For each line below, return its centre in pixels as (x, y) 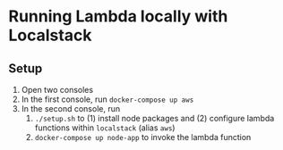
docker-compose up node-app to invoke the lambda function (143, 137)
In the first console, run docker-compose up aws (107, 99)
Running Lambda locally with (118, 17)
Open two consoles (57, 90)
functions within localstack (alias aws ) (105, 128)
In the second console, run (71, 108)
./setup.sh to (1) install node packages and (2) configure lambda (154, 118)
